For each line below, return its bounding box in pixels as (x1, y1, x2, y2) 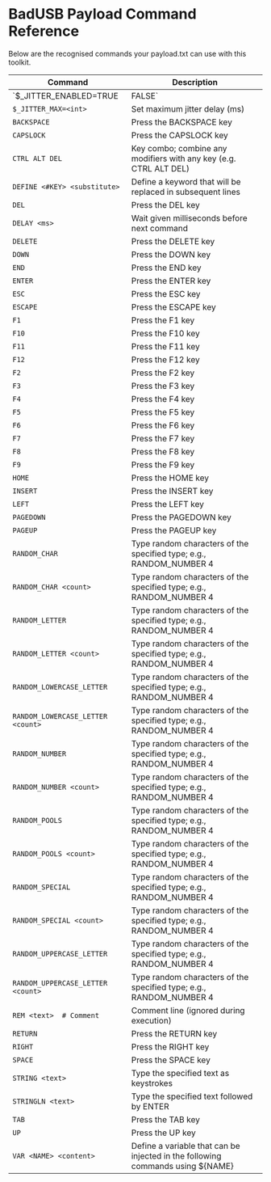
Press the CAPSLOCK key (131, 129, 228, 141)
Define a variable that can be (131, 1140, 240, 1151)
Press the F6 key (131, 420, 195, 431)
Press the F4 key (131, 393, 195, 404)
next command (131, 222, 188, 234)
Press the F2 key (131, 367, 195, 378)
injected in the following (131, 1150, 222, 1161)
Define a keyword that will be (131, 175, 241, 187)
